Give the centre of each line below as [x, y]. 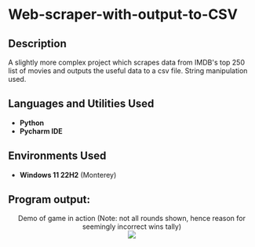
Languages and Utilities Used [81, 104]
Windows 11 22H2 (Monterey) [68, 175]
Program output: [49, 199]
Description [37, 44]
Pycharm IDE [41, 131]
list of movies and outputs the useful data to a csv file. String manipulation [128, 71]
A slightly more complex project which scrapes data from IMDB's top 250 [127, 62]
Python [32, 123]
